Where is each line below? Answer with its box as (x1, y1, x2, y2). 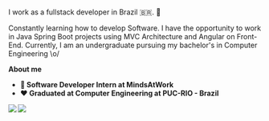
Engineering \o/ (8, 49, 60, 58)
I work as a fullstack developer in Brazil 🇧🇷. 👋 (8, 7, 161, 17)
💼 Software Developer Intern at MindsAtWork (19, 80, 174, 89)
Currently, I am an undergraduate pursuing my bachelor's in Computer (25, 40, 258, 50)
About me (8, 64, 43, 74)
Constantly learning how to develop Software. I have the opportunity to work (8, 23, 262, 33)
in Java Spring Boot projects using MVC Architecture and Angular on (8, 32, 235, 41)
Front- (236, 32, 258, 41)
